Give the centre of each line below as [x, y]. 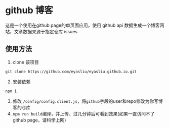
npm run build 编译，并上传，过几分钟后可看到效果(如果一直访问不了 [83, 113]
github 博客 [29, 10]
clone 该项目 [26, 62]
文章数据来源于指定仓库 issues [46, 31]
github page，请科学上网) [39, 120]
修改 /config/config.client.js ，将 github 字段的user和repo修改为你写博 [88, 101]
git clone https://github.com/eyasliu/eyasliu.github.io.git [71, 72]
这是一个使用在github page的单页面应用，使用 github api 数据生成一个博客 [83, 25]
